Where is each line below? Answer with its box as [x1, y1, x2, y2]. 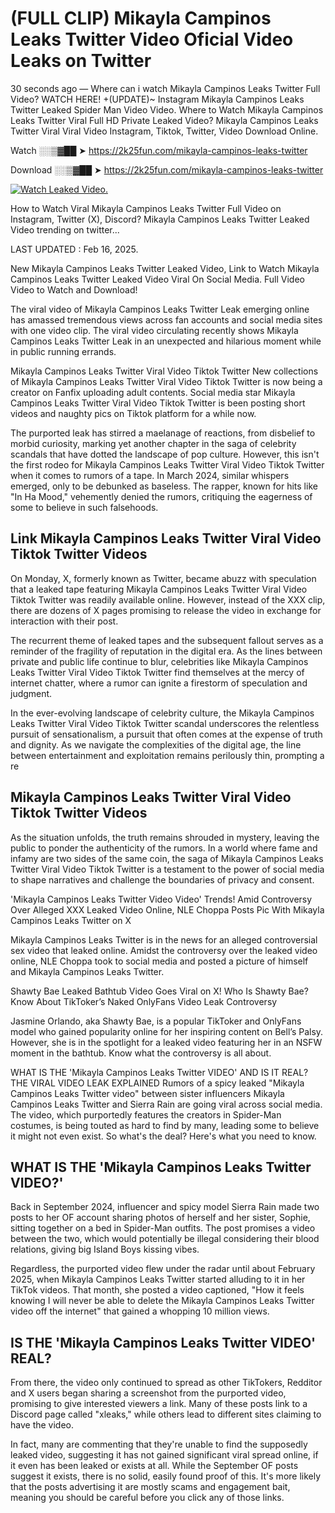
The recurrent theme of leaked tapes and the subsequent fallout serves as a [10, 634, 324, 646]
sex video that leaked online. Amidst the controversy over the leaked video [10, 944, 318, 956]
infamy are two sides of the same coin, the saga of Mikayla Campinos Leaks [10, 852, 324, 864]
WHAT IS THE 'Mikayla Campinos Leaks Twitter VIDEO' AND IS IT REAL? [10, 1066, 309, 1078]
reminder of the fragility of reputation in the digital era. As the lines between [10, 645, 323, 657]
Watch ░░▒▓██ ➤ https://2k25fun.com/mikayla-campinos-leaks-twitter [10, 144, 308, 156]
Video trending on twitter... [10, 223, 120, 236]
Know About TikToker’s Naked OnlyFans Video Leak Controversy [10, 995, 278, 1007]
